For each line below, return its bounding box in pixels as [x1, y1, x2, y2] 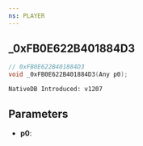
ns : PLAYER [8, 11, 45, 20]
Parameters [8, 106, 69, 121]
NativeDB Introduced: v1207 [8, 86, 103, 94]
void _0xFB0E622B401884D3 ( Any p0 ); [8, 70, 128, 79]
